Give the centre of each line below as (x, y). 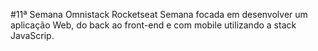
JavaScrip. (32, 35)
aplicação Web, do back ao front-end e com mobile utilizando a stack (153, 25)
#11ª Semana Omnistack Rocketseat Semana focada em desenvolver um (159, 14)
